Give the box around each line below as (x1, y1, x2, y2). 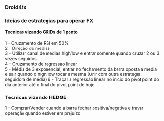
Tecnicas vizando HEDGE (5, 94, 67, 100)
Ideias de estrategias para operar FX (5, 17, 94, 24)
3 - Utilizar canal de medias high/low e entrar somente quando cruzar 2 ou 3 (5, 50, 160, 56)
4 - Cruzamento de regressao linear (5, 61, 77, 67)
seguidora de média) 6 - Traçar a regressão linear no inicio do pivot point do (5, 76, 159, 82)
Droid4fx (5, 4, 27, 11)
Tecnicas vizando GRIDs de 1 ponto (5, 29, 78, 35)
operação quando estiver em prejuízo (5, 110, 81, 116)
